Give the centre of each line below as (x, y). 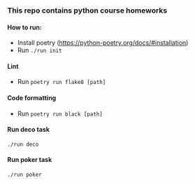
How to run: (24, 27)
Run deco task (29, 130)
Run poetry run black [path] (60, 114)
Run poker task (30, 160)
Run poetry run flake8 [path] (62, 82)
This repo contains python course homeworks (87, 11)
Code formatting (32, 97)
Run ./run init (39, 50)
